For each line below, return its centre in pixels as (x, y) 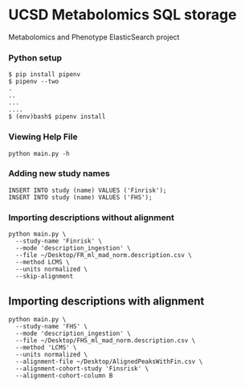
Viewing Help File (43, 137)
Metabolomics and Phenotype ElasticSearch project (94, 37)
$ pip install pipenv (45, 75)
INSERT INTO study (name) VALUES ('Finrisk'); (88, 190)
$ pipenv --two (34, 82)
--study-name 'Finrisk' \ (59, 241)
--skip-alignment (45, 276)
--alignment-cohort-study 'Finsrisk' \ (82, 368)
